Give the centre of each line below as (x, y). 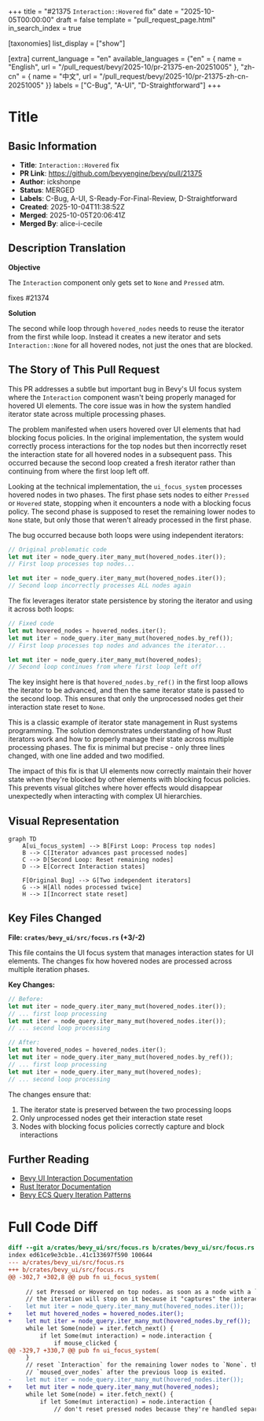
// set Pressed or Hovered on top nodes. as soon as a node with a (138, 1292)
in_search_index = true (45, 28)
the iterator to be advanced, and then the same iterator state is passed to (126, 690)
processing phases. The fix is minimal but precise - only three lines (117, 748)
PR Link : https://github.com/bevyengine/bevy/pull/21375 (111, 173)
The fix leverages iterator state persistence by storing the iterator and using (130, 601)
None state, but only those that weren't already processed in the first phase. (130, 520)
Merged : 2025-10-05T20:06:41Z (72, 215)
